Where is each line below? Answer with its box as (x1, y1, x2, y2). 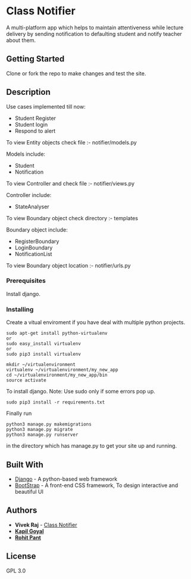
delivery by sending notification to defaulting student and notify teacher (6, 30, 183, 37)
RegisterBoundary (14, 238, 60, 245)
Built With (6, 460, 43, 470)
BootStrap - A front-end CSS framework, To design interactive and (14, 482, 179, 489)
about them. (6, 36, 36, 44)
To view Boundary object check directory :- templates (6, 214, 139, 221)
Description (6, 87, 51, 97)
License (6, 551, 36, 562)
